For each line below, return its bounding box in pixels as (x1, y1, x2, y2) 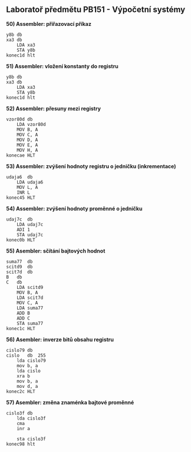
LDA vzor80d (17, 121, 46, 127)
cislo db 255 (6, 353, 46, 358)
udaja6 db (6, 174, 33, 180)
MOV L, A (17, 184, 38, 190)
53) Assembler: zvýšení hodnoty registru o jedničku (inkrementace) (6, 162, 176, 169)
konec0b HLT (6, 237, 35, 243)
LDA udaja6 (17, 179, 44, 185)
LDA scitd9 (17, 284, 44, 290)
